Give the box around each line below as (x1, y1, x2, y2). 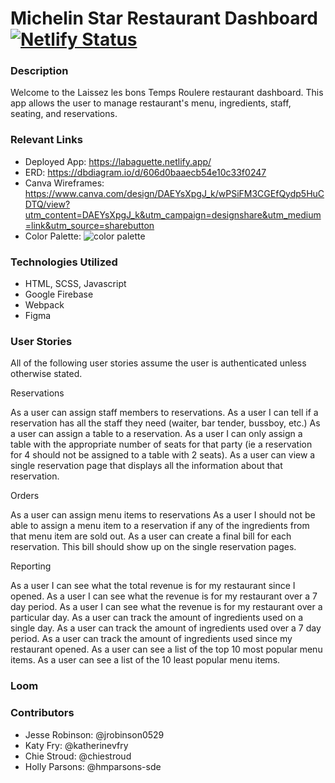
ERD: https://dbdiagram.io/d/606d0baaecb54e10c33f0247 (24, 166, 267, 178)
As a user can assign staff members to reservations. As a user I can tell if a (10, 407, 319, 419)
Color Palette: (24, 230, 82, 242)
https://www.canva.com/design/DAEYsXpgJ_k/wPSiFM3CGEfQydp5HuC (24, 187, 325, 199)
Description (10, 64, 69, 78)
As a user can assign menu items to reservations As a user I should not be (10, 509, 316, 521)
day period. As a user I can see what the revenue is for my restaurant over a (10, 601, 323, 613)
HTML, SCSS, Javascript (24, 278, 127, 290)
